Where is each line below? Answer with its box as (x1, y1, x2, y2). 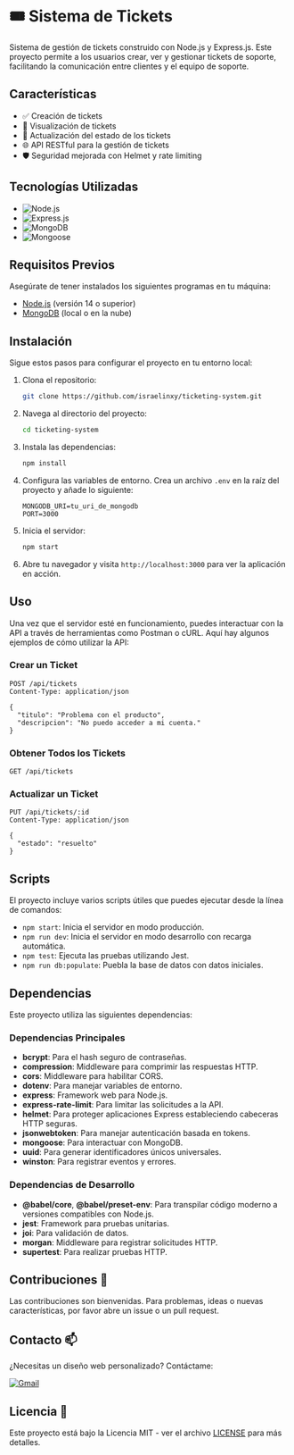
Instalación (9, 333, 73, 348)
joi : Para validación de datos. (21, 1227, 129, 1238)
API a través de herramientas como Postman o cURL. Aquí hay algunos (9, 627, 270, 638)
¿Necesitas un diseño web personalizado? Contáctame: (9, 1360, 214, 1371)
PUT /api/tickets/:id (9, 808, 90, 817)
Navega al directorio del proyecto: (21, 408, 147, 419)
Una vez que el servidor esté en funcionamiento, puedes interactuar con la (9, 617, 283, 629)
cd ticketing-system (21, 425, 99, 435)
